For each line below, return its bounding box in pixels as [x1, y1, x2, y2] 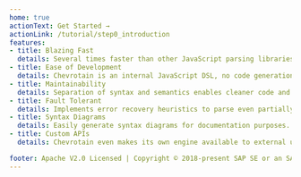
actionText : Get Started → [9, 21, 110, 30]
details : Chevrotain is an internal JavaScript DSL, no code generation [17, 72, 295, 80]
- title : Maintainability [9, 80, 106, 88]
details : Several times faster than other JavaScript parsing [17, 55, 254, 63]
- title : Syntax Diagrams [9, 113, 106, 122]
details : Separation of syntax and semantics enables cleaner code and [17, 88, 291, 97]
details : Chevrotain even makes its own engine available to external [17, 138, 287, 147]
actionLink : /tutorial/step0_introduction [9, 29, 170, 38]
